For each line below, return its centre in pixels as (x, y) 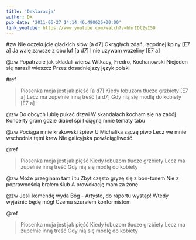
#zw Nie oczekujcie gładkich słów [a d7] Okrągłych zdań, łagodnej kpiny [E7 (98, 44)
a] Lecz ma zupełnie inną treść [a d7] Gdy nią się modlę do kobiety (101, 97)
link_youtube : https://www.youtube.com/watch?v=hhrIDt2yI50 (81, 28)
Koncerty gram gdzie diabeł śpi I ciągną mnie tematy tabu (75, 121)
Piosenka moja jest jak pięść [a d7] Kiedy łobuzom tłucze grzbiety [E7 (104, 91)
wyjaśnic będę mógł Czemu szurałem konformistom (69, 202)
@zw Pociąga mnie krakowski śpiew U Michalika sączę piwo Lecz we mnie (96, 132)
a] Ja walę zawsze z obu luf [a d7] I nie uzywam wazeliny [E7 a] (83, 51)
